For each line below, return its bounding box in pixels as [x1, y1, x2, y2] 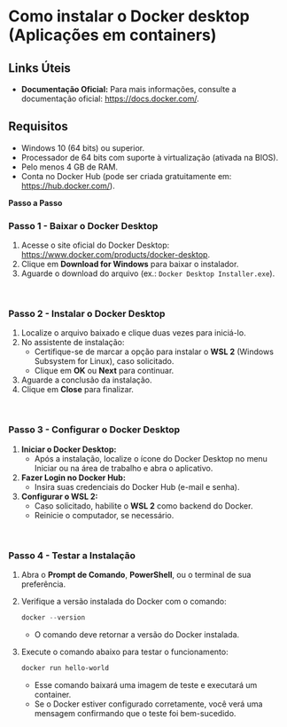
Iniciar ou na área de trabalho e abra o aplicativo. [34, 462, 213, 473]
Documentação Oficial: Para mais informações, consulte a [20, 84, 237, 94]
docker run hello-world [20, 663, 110, 672]
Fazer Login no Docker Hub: [20, 472, 126, 483]
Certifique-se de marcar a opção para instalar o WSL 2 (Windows [34, 346, 274, 357]
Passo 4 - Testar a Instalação [8, 549, 136, 561]
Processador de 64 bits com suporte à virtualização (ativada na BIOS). [20, 152, 279, 162]
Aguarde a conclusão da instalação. [20, 375, 152, 385]
